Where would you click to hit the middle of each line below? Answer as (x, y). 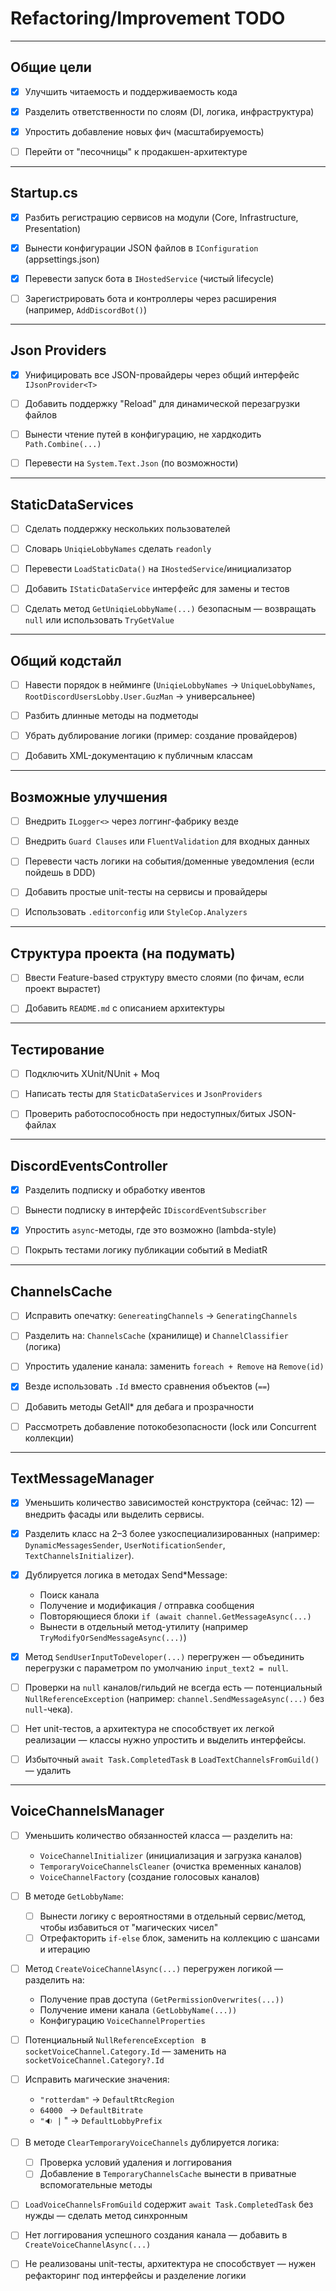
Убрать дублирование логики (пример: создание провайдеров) (161, 736)
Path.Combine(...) (63, 445)
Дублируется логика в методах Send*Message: (126, 1574)
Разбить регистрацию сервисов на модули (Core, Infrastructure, (161, 217)
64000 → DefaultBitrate (91, 2110)
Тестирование (57, 1049)
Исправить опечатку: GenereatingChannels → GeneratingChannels (161, 1316)
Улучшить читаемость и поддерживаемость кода (131, 91)
